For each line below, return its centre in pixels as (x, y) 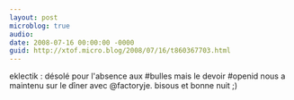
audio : (22, 34)
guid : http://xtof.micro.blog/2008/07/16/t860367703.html (120, 51)
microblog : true (40, 26)
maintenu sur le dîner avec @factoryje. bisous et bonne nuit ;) (124, 86)
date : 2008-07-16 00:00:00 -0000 (72, 42)
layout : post (34, 17)
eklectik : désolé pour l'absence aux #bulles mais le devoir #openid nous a (147, 76)
